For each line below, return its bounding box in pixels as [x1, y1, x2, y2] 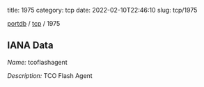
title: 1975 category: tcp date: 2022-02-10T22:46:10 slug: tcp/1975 [7, 6, 198, 14]
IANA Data [7, 40, 54, 52]
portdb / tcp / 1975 [7, 19, 61, 27]
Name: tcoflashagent [7, 58, 68, 66]
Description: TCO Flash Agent [7, 71, 93, 79]
